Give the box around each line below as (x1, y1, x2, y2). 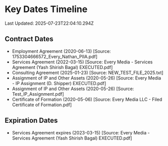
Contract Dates (5, 35, 53, 43)
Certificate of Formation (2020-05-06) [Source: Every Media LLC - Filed (12, 96, 162, 102)
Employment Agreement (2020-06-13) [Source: (12, 48, 111, 54)
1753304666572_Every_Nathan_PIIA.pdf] (12, 53, 98, 59)
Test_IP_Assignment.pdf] (12, 91, 64, 97)
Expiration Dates (5, 116, 58, 125)
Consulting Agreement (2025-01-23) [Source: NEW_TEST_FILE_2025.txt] (12, 69, 163, 76)
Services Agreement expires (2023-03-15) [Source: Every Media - (12, 129, 150, 135)
